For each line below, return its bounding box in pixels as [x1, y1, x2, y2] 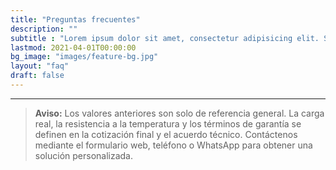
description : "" [10, 24, 78, 34]
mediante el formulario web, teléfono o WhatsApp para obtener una [34, 139, 313, 151]
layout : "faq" [10, 61, 70, 71]
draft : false [10, 71, 65, 81]
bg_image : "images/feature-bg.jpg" [10, 52, 159, 62]
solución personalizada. [34, 149, 134, 161]
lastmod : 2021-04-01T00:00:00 [10, 42, 137, 53]
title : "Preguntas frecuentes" [10, 14, 141, 25]
